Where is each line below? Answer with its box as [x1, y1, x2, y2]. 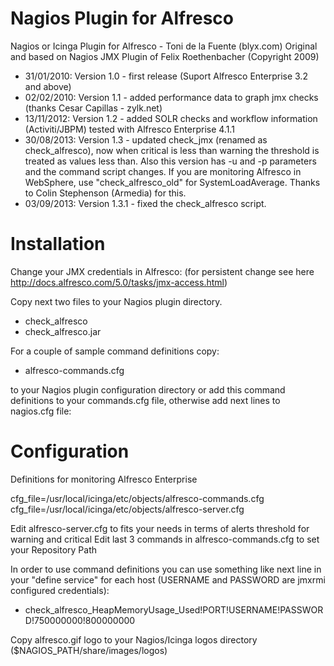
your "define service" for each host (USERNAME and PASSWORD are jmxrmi [10, 573, 326, 586]
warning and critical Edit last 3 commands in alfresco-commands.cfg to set [10, 533, 320, 545]
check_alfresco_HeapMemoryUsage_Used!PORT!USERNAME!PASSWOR [24, 603, 324, 616]
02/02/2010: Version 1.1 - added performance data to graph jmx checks [24, 91, 319, 103]
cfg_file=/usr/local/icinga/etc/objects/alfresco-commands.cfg [10, 492, 265, 504]
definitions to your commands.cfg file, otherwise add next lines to [10, 394, 281, 406]
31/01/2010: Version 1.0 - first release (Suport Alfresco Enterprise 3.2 [24, 70, 308, 82]
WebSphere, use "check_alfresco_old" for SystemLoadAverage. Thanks [24, 176, 321, 188]
